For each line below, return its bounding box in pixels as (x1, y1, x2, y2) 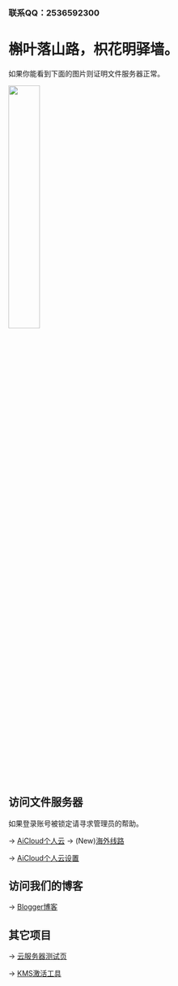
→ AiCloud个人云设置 (8, 853, 79, 862)
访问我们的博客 (8, 880, 83, 893)
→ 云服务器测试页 (8, 951, 67, 961)
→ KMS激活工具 (8, 969, 62, 979)
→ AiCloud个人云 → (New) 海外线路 (8, 836, 125, 845)
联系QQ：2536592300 (8, 7, 100, 18)
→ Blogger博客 (8, 902, 58, 912)
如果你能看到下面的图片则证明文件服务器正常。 (8, 68, 164, 78)
